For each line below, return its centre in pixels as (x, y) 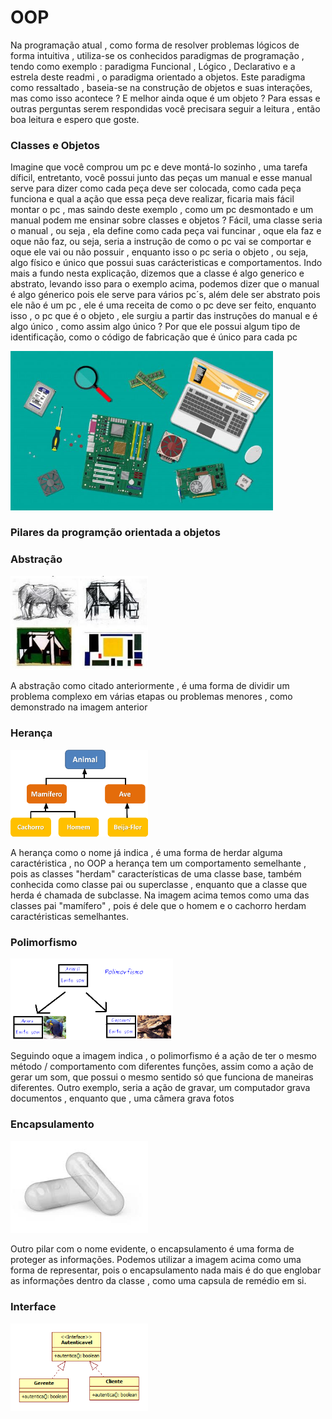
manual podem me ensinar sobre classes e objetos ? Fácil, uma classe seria (166, 220)
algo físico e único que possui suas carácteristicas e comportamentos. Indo (166, 263)
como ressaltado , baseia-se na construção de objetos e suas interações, (161, 87)
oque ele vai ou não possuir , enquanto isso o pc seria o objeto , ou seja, (159, 252)
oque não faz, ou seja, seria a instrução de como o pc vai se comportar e (161, 242)
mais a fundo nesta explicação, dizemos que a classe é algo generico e (157, 273)
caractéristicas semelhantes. (70, 916)
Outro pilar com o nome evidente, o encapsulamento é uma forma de (152, 1249)
